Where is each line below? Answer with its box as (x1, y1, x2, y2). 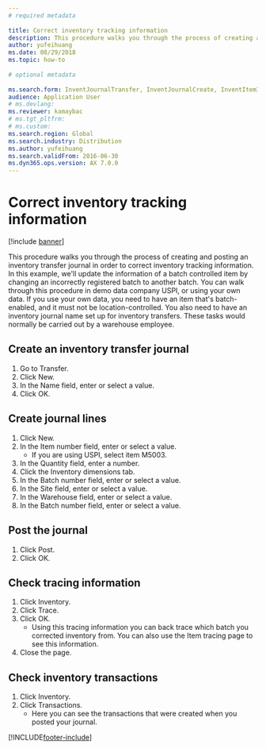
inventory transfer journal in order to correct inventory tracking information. (8, 261, 254, 270)
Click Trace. (19, 605, 59, 616)
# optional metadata (8, 71, 77, 79)
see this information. (31, 639, 99, 649)
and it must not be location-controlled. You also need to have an (38, 303, 248, 312)
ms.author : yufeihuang (8, 145, 83, 153)
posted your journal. (31, 717, 97, 727)
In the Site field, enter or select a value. (19, 484, 148, 493)
